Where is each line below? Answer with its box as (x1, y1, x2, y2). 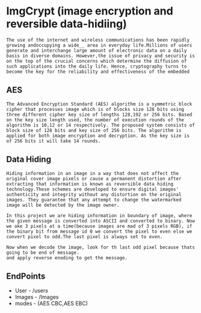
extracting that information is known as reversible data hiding (6, 181, 173, 187)
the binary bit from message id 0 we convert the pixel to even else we (6, 228, 193, 235)
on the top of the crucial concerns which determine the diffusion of (6, 58, 187, 64)
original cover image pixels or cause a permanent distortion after (6, 175, 182, 182)
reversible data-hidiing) (6, 17, 128, 31)
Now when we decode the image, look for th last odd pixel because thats (6, 244, 196, 250)
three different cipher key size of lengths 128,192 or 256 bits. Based (6, 112, 193, 118)
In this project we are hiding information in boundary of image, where (6, 212, 193, 218)
